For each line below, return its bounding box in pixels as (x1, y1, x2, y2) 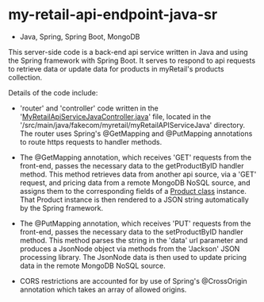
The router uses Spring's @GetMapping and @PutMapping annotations (19, 129, 253, 138)
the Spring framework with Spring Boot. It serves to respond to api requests (8, 56, 256, 65)
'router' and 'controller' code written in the (19, 103, 159, 113)
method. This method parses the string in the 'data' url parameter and (19, 235, 248, 245)
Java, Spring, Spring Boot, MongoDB (19, 32, 140, 41)
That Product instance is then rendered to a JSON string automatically (19, 195, 250, 204)
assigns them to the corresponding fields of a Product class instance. (19, 186, 247, 196)
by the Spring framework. (19, 203, 104, 212)
